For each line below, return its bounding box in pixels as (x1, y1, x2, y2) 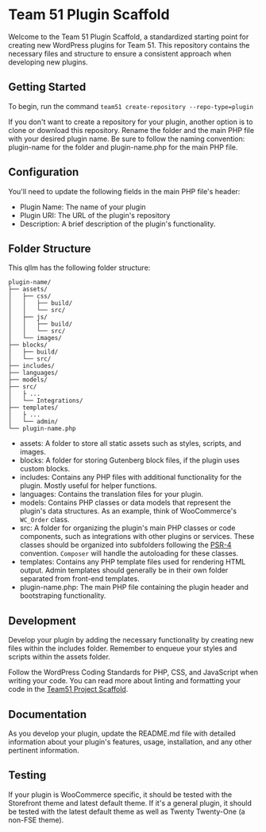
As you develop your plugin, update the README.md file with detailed (8, 728, 236, 738)
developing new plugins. (8, 57, 89, 67)
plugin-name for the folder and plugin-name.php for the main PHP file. (8, 142, 238, 152)
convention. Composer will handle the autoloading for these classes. (19, 549, 239, 558)
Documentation (8, 707, 87, 721)
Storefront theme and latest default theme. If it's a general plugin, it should (8, 798, 253, 807)
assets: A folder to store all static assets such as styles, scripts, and (19, 439, 242, 448)
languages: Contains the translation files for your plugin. (19, 490, 204, 499)
